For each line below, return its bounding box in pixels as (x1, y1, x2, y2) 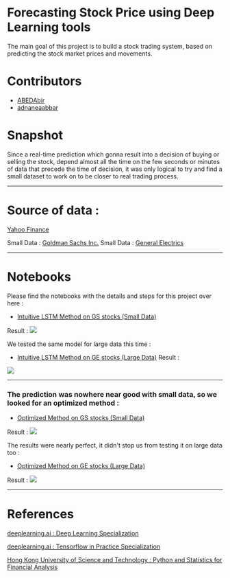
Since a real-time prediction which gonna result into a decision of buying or (7, 150, 220, 159)
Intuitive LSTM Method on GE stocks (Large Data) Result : (16, 353, 180, 361)
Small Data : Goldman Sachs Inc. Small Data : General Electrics (7, 238, 184, 246)
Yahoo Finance (7, 225, 49, 233)
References (7, 507, 74, 522)
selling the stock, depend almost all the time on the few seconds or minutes (7, 157, 220, 165)
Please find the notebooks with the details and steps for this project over (7, 292, 212, 300)
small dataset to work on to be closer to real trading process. (7, 172, 179, 180)
